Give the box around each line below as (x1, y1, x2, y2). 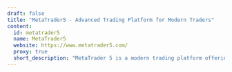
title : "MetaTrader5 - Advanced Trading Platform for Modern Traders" (7, 16, 215, 23)
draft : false (7, 10, 45, 17)
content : (7, 23, 32, 29)
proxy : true (13, 49, 48, 56)
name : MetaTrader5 (13, 36, 67, 43)
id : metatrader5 (13, 29, 60, 36)
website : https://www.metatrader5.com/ (13, 42, 128, 49)
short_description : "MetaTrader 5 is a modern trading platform (13, 55, 202, 62)
